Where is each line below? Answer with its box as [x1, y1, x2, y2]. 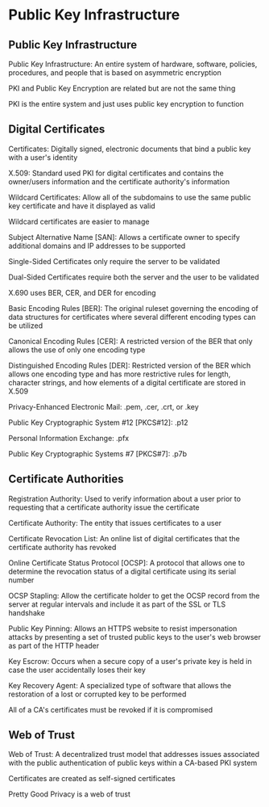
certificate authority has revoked [8, 542, 117, 552]
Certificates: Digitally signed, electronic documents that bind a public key [8, 144, 251, 153]
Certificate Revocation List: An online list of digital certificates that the [8, 533, 240, 543]
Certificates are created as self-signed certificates [8, 774, 176, 784]
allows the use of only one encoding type [8, 345, 146, 355]
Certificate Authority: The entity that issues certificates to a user [8, 518, 222, 527]
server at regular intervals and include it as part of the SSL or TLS [8, 599, 226, 609]
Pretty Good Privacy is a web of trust [8, 789, 131, 799]
